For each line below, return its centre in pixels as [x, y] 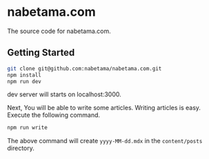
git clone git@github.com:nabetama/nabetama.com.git [84, 68]
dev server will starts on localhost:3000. [64, 94]
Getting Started [41, 53]
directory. [21, 148]
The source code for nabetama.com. [59, 31]
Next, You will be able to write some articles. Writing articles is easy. [104, 108]
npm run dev [24, 81]
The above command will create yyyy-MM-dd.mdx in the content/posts [105, 141]
